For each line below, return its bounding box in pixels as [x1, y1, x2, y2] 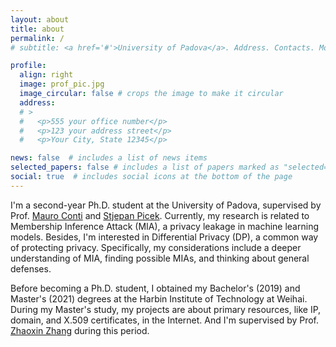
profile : [10, 61, 47, 71]
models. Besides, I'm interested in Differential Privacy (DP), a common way [10, 231, 319, 243]
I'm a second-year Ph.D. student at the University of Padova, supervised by [10, 199, 322, 211]
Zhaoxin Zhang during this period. [10, 324, 150, 336]
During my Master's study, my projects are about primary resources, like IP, [10, 303, 322, 315]
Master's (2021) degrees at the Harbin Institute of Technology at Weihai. [10, 292, 308, 305]
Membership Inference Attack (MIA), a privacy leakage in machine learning [10, 220, 319, 232]
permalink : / [10, 33, 65, 43]
